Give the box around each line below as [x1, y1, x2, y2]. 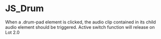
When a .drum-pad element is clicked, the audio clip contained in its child [5, 19, 156, 25]
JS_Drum [5, 3, 44, 14]
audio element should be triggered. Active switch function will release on [5, 24, 155, 30]
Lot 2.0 [5, 29, 20, 35]
